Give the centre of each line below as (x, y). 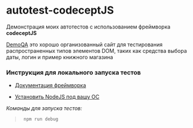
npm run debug (41, 119)
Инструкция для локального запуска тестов (74, 72)
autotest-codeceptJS (60, 10)
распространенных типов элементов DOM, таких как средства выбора (96, 50)
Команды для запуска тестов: (44, 108)
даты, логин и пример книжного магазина (60, 57)
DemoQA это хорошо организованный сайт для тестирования (84, 44)
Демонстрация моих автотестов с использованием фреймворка (88, 27)
